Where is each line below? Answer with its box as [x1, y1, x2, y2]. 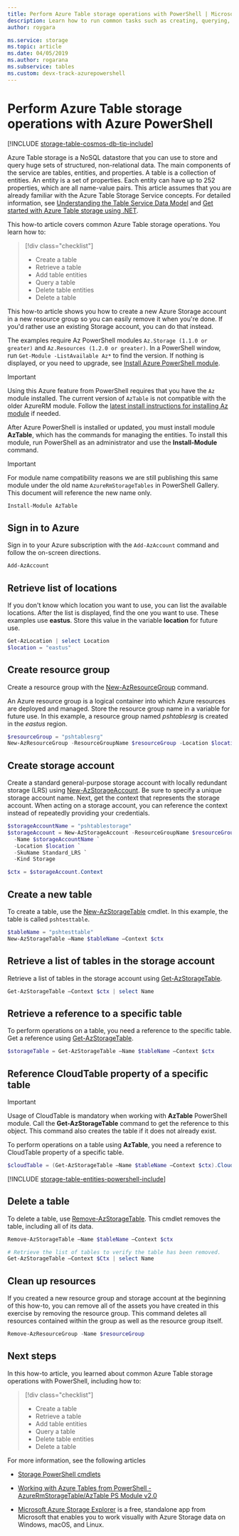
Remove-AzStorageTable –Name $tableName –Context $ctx [7, 1236, 174, 1243]
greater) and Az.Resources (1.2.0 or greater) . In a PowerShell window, [7, 343, 221, 352]
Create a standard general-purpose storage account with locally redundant [7, 778, 228, 787]
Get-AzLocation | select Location [7, 637, 110, 644]
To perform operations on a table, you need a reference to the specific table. [7, 1027, 232, 1035]
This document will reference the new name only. [7, 488, 152, 497]
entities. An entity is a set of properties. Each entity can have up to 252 [7, 176, 216, 184]
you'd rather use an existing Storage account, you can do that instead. [7, 322, 213, 330]
